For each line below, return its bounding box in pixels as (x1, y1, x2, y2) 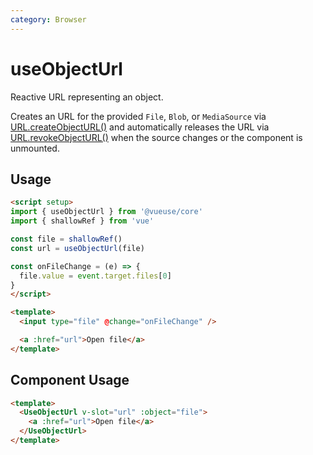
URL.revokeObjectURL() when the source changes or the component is (10, 131, 303, 143)
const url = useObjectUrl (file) (10, 243, 145, 253)
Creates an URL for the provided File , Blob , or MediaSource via (10, 110, 267, 122)
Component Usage (10, 372, 130, 389)
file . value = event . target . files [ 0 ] (19, 271, 172, 281)
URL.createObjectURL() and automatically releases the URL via (10, 121, 270, 133)
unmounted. (10, 142, 60, 154)
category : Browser (10, 14, 87, 25)
